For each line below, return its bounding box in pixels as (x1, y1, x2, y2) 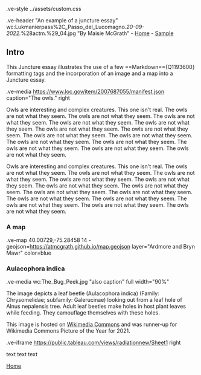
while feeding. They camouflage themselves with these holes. (6, 309, 160, 316)
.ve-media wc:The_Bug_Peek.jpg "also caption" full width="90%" (6, 278, 170, 285)
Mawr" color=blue (6, 249, 51, 256)
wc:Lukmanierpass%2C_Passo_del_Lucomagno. (6, 24, 127, 30)
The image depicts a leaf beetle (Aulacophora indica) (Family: (6, 290, 160, 297)
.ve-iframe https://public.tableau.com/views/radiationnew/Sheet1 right (6, 339, 181, 347)
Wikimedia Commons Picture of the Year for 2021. (6, 327, 131, 334)
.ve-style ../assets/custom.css (6, 5, 81, 12)
